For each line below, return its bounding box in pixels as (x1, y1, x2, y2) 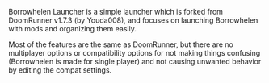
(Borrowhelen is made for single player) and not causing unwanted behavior (8, 56, 262, 66)
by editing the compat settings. (8, 65, 112, 75)
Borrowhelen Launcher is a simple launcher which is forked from (8, 7, 224, 16)
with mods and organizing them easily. (8, 24, 137, 33)
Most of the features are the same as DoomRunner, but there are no (8, 39, 234, 49)
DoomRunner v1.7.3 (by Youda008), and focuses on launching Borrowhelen (8, 15, 258, 25)
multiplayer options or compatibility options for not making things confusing (8, 48, 261, 57)
